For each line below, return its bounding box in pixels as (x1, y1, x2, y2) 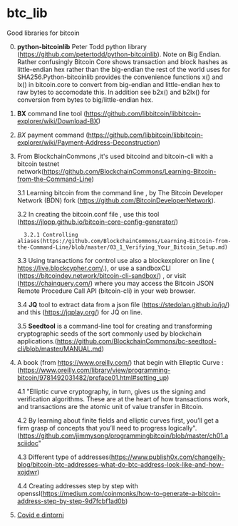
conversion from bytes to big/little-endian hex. (16, 95, 154, 104)
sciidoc (16, 438, 38, 447)
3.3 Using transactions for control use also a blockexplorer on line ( (16, 256, 214, 264)
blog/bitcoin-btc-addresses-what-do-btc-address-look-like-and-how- (16, 460, 224, 468)
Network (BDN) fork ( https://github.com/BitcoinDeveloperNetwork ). (16, 196, 216, 205)
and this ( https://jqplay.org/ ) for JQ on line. (16, 308, 143, 316)
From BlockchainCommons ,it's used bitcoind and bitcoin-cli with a (16, 152, 214, 160)
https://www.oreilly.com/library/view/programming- (19, 366, 171, 374)
